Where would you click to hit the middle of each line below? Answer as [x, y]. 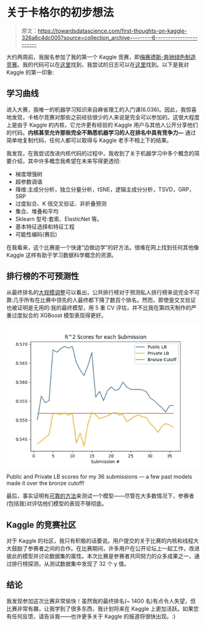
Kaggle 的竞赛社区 [41, 525]
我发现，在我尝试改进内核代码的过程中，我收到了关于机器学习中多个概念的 [100, 153]
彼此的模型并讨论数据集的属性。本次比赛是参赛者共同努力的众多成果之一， [100, 556]
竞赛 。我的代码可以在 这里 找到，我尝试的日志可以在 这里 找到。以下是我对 [97, 65]
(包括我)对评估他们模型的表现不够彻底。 [57, 504]
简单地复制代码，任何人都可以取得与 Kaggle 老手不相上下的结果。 [89, 140]
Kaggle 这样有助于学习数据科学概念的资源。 [62, 255]
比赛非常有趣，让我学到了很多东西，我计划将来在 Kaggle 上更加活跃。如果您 [103, 608]
